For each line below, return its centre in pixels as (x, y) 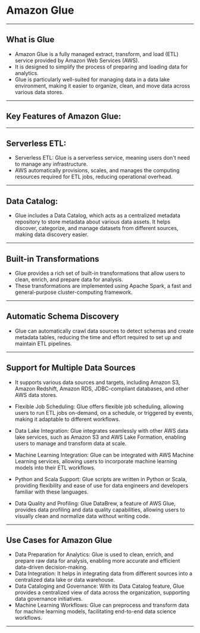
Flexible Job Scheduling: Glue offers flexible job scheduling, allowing (99, 407)
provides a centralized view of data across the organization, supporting (102, 592)
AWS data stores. (36, 395)
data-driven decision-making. (51, 567)
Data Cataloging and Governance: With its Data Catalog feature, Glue (99, 586)
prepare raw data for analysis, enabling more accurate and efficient (97, 561)
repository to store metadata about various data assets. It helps (93, 222)
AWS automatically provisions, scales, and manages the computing (97, 170)
